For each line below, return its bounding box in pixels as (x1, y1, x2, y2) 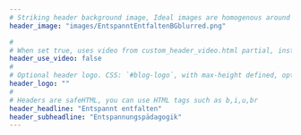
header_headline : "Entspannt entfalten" (9, 104, 163, 113)
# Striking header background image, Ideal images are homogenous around (9, 13, 291, 22)
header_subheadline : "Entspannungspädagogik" (9, 113, 182, 122)
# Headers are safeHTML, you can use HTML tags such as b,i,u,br (9, 96, 258, 105)
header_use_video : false (9, 55, 102, 63)
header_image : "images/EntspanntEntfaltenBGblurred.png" (9, 21, 227, 30)
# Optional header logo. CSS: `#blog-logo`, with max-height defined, (9, 71, 279, 80)
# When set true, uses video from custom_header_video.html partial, (9, 46, 275, 55)
